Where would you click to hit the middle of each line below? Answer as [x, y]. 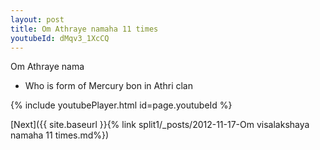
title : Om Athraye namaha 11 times [84, 29]
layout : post [37, 19]
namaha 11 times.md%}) [60, 135]
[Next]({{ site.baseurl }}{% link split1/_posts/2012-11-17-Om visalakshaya [160, 125]
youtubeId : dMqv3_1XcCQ [60, 38]
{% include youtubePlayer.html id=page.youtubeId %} [121, 105]
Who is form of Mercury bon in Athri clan [108, 86]
